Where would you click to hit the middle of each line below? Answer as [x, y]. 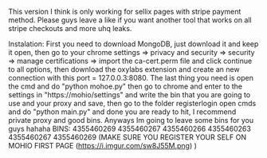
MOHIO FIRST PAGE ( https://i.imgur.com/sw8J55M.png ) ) [103, 146]
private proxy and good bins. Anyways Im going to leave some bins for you [131, 120]
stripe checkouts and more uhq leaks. [70, 28]
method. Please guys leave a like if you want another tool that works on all [130, 20]
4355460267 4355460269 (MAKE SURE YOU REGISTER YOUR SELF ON [128, 137]
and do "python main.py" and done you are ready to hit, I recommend [122, 112]
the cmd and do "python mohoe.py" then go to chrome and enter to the [126, 86]
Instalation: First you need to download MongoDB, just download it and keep [133, 44]
